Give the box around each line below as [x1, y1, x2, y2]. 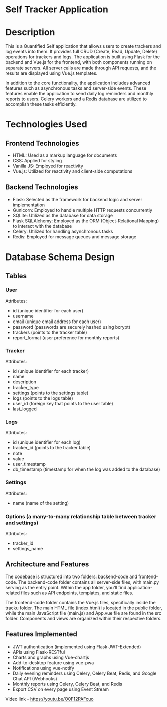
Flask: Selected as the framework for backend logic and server [12, 196, 143, 202]
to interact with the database [12, 223, 72, 229]
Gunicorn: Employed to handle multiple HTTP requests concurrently [12, 207, 153, 213]
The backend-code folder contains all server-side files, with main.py [18, 579, 159, 585]
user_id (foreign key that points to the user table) [12, 401, 114, 407]
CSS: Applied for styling [12, 158, 62, 164]
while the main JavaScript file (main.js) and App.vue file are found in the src [5, 610, 162, 616]
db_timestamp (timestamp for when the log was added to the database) [12, 466, 160, 472]
